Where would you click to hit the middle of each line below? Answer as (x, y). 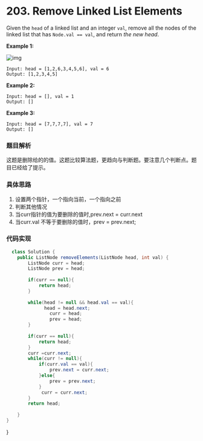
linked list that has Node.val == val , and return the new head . (83, 34)
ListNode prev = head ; (56, 269)
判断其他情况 (31, 206)
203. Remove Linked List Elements (94, 11)
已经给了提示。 (30, 168)
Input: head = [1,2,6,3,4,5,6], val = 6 (58, 69)
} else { (47, 376)
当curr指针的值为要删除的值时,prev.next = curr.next (79, 214)
